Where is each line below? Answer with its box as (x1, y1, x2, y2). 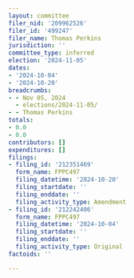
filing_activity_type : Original (15, 243, 124, 251)
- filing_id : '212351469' (8, 161, 94, 169)
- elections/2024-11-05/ (15, 101, 98, 109)
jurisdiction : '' (8, 42, 66, 50)
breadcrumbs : (8, 86, 52, 95)
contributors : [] (8, 138, 66, 147)
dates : (8, 64, 30, 72)
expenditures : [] (8, 146, 66, 154)
